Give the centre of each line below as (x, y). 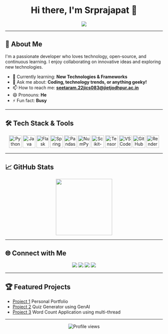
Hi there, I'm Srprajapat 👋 (84, 10)
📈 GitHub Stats (29, 167)
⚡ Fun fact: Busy (29, 100)
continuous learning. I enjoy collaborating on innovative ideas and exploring (83, 62)
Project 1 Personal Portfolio (40, 301)
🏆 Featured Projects (38, 287)
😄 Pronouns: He (29, 95)
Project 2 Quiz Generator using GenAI (51, 307)
